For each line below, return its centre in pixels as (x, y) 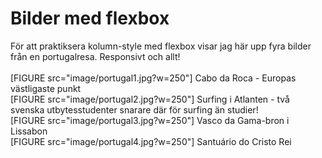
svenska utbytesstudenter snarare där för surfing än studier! (134, 109)
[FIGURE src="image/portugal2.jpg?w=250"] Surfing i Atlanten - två (150, 99)
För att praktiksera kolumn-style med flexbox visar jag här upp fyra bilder (161, 46)
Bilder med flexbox (90, 18)
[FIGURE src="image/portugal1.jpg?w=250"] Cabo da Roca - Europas (153, 78)
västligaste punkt (46, 88)
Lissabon (29, 131)
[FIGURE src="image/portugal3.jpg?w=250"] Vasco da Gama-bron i (150, 120)
